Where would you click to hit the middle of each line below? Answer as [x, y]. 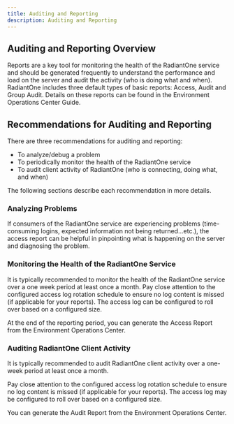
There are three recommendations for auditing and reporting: [95, 141]
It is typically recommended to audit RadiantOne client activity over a [106, 363]
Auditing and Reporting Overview [81, 49]
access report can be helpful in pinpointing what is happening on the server [116, 239]
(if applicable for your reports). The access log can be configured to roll [111, 302]
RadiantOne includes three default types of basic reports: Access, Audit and [117, 87]
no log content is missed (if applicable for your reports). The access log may [117, 392]
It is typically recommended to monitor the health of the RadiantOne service [116, 279]
